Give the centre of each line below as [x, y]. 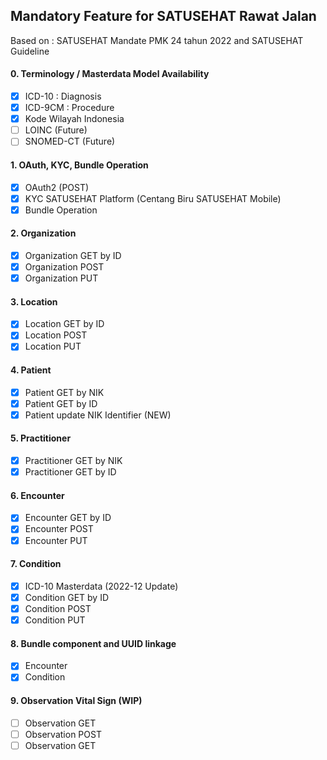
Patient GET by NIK [64, 392]
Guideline [30, 51]
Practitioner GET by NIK [73, 461]
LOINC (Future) [56, 130]
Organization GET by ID [73, 255]
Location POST [56, 335]
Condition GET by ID [67, 597]
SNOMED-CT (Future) [70, 141]
